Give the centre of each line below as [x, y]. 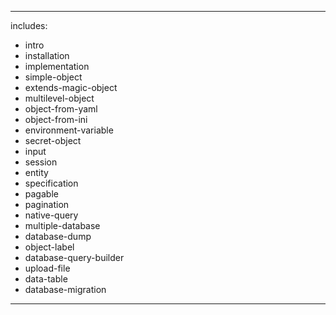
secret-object [53, 140]
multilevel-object [59, 98]
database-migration [65, 289]
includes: [29, 25]
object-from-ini [56, 119]
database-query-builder [74, 257]
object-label [49, 247]
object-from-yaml [61, 109]
